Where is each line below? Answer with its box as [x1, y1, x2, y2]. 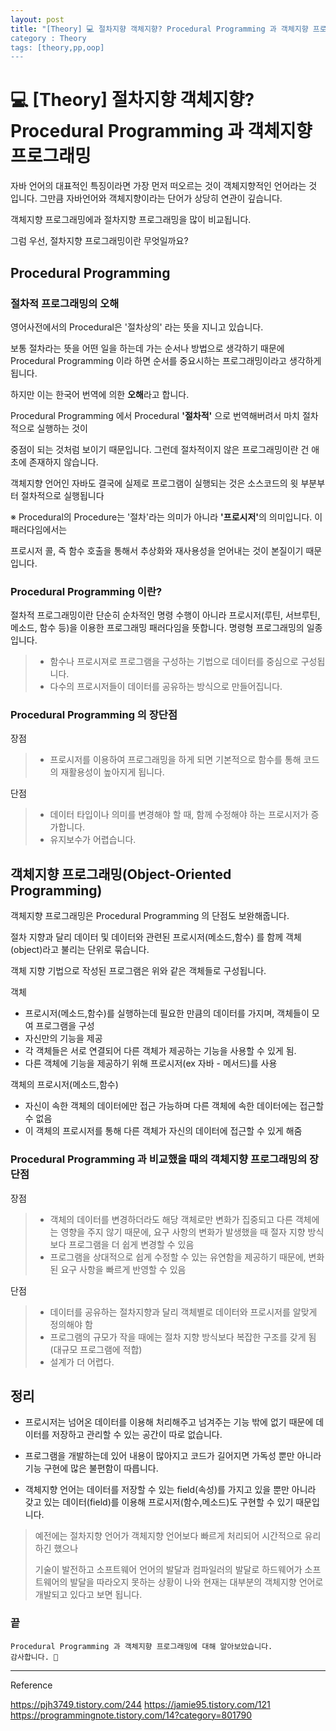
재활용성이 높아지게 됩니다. [60, 766, 165, 778]
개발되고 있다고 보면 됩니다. [34, 1589, 143, 1601]
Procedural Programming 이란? [10, 584, 163, 598]
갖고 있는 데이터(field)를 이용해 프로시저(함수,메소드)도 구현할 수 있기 [24, 1496, 294, 1508]
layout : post [10, 14, 65, 25]
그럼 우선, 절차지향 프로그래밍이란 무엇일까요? [10, 235, 189, 247]
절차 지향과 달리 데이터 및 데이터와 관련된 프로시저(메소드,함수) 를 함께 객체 [10, 931, 302, 943]
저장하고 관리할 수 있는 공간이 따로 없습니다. [51, 1429, 223, 1441]
